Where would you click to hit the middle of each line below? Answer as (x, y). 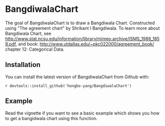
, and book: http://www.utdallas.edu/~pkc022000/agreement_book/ (85, 44)
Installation (23, 65)
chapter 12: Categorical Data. (35, 49)
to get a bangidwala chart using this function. (51, 118)
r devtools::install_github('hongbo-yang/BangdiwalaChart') (69, 86)
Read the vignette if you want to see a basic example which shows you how (82, 113)
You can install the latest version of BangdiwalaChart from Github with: (77, 77)
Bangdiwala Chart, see (28, 33)
